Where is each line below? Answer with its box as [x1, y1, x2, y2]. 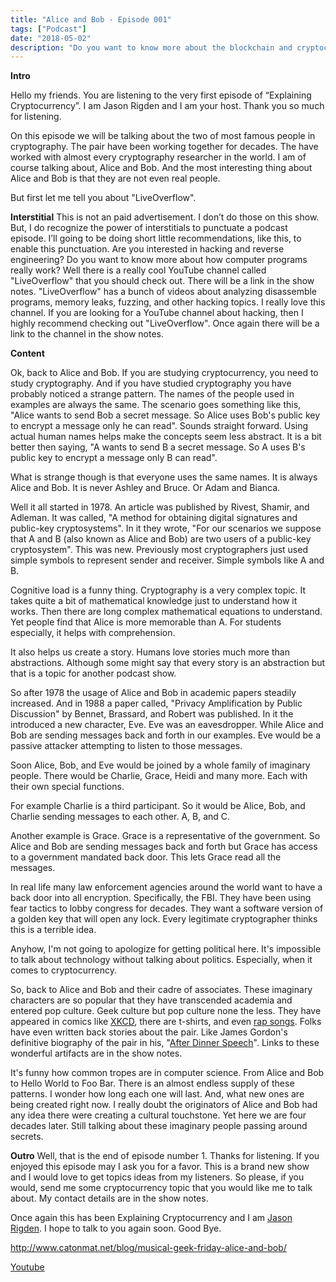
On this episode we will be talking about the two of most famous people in [10, 130, 316, 142]
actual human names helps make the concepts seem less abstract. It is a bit [10, 431, 322, 443]
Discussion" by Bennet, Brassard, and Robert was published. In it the [10, 708, 294, 720]
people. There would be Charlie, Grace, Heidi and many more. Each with [10, 770, 308, 782]
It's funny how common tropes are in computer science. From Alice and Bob [10, 1067, 325, 1079]
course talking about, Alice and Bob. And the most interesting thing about [10, 162, 313, 174]
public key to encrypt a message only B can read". [10, 452, 218, 464]
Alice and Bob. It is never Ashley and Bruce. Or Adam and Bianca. [10, 482, 281, 494]
